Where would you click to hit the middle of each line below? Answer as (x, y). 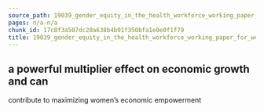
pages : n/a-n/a (33, 23)
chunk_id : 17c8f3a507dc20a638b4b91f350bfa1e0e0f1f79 (96, 30)
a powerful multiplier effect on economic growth (129, 69)
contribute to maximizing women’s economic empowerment (105, 100)
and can (28, 81)
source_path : (29, 15)
